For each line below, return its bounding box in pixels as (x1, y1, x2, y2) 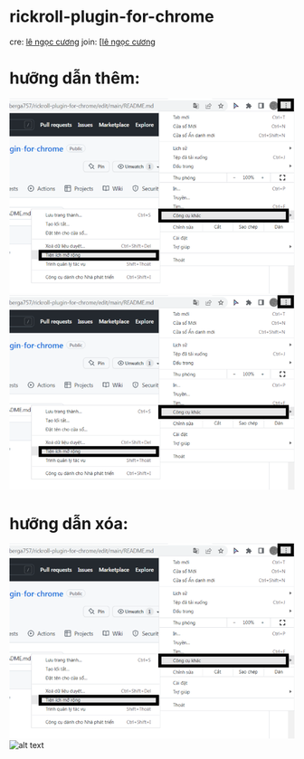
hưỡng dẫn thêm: (9, 68, 140, 89)
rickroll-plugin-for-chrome (9, 6, 214, 27)
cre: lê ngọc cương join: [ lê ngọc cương (9, 36, 156, 47)
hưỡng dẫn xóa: (9, 513, 128, 534)
